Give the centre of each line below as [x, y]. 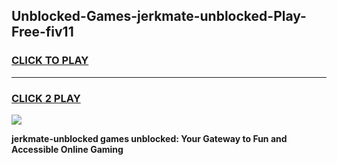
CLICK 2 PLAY [46, 98]
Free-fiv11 [42, 32]
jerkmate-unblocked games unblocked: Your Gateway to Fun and [149, 138]
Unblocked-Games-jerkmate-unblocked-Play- [159, 16]
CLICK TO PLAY [50, 61]
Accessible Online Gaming [67, 149]
